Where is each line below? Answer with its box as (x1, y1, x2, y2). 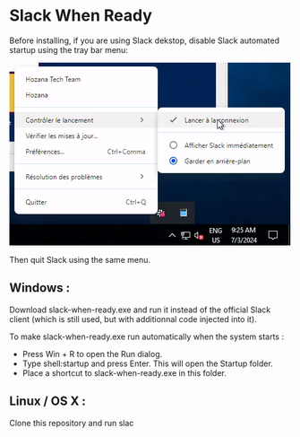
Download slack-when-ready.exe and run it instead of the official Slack (9, 304, 271, 315)
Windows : (9, 280, 70, 296)
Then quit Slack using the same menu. (9, 254, 150, 265)
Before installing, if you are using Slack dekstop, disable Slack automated (9, 35, 280, 46)
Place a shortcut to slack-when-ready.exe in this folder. (21, 367, 227, 378)
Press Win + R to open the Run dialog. (21, 348, 163, 359)
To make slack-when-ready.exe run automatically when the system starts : (9, 331, 285, 342)
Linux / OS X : (9, 394, 87, 409)
